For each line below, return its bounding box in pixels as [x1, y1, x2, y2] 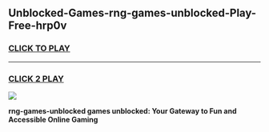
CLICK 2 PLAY [8, 73, 64, 84]
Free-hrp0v [8, 19, 67, 33]
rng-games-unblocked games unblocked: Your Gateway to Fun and [8, 106, 237, 115]
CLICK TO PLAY [8, 43, 70, 54]
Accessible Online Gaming [8, 114, 98, 124]
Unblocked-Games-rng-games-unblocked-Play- [8, 6, 257, 20]
